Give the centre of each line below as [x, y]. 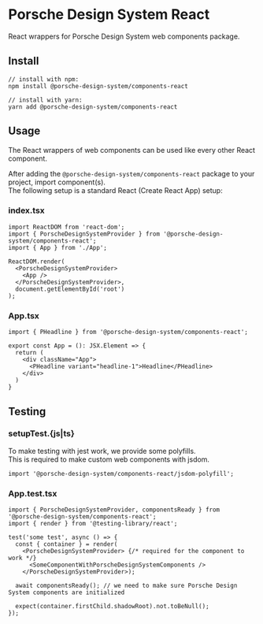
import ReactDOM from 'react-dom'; [67, 227]
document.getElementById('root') [70, 289]
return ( [30, 353]
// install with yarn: [45, 100]
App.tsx [24, 315]
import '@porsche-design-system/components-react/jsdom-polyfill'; [121, 474]
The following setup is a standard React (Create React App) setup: [115, 190]
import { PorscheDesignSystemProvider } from [84, 234]
